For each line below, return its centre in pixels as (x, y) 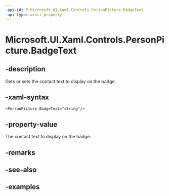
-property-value (31, 124)
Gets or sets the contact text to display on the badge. (61, 81)
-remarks (20, 152)
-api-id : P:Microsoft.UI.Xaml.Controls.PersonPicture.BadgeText (74, 10)
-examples (23, 187)
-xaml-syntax (27, 97)
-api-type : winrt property (34, 15)
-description (25, 69)
